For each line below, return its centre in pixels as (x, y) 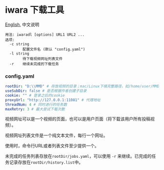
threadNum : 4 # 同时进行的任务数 (36, 105)
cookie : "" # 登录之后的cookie (35, 95)
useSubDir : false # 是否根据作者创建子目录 (46, 91)
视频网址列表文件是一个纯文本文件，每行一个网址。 (56, 135)
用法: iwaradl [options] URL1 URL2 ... (45, 35)
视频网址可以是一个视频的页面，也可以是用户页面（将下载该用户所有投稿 (78, 119)
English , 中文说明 (22, 24)
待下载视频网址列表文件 (43, 59)
